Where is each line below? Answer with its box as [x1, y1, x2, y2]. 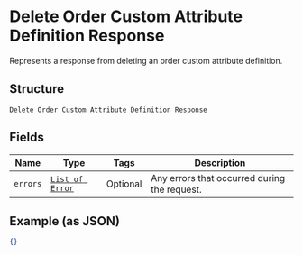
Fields [9, 130, 45, 145]
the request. [150, 183, 202, 196]
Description [194, 156, 246, 168]
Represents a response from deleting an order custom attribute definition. [9, 55, 283, 66]
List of [50, 174, 84, 184]
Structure [9, 81, 65, 96]
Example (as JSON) [9, 214, 120, 229]
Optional [106, 178, 142, 190]
